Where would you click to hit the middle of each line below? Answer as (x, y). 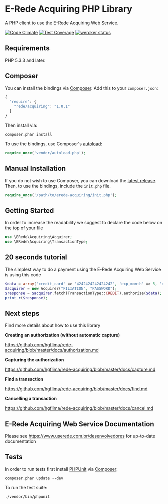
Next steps (22, 313)
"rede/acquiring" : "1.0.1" (42, 107)
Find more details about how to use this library (53, 325)
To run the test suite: (26, 487)
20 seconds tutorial (36, 257)
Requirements (27, 48)
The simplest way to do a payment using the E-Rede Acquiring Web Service (83, 269)
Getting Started (30, 211)
